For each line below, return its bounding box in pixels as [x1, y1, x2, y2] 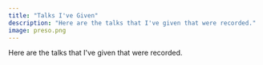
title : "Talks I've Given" [8, 11, 99, 20]
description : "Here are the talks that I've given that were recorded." [8, 19, 257, 27]
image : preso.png [8, 26, 67, 34]
